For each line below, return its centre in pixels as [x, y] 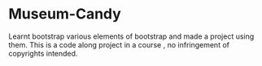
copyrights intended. [43, 53]
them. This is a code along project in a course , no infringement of [119, 44]
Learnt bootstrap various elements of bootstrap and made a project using [131, 36]
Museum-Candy [65, 14]
